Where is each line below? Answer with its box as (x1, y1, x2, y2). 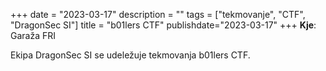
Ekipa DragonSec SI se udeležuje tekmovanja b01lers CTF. (10, 49, 251, 61)
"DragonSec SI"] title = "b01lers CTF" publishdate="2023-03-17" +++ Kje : (10, 19, 317, 31)
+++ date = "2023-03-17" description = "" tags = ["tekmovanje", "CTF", (10, 9, 306, 20)
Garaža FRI (10, 30, 57, 41)
